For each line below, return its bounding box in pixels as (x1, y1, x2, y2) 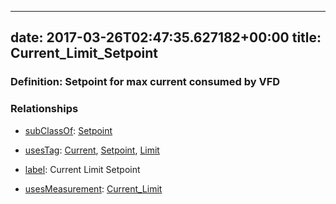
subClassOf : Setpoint (24, 124, 113, 136)
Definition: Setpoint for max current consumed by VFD (10, 75, 281, 89)
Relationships (10, 102, 79, 116)
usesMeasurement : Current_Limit (24, 182, 163, 195)
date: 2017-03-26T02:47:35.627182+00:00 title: (10, 29, 322, 46)
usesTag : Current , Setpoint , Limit (24, 144, 160, 156)
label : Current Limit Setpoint (24, 163, 141, 175)
